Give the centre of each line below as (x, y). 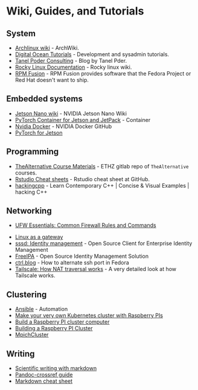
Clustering (27, 294)
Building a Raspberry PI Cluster (54, 328)
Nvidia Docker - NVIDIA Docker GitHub (63, 126)
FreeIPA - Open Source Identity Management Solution (82, 256)
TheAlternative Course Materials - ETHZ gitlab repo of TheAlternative (102, 166)
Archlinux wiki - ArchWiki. (47, 48)
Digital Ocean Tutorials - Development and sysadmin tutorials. (92, 54)
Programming (33, 152)
